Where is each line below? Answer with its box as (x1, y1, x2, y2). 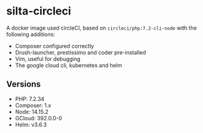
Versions (6, 79, 41, 89)
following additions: (6, 30, 56, 37)
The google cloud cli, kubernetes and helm (15, 62, 122, 69)
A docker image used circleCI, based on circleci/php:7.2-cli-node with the (6, 24, 197, 31)
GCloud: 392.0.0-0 (15, 114, 62, 122)
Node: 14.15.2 (15, 108, 48, 115)
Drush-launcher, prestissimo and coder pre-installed (15, 48, 147, 56)
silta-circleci (6, 4, 72, 18)
